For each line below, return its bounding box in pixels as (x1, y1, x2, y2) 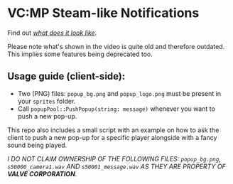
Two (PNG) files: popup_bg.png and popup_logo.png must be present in (17, 89, 222, 97)
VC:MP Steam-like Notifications (7, 5, 200, 21)
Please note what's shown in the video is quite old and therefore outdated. (7, 42, 225, 50)
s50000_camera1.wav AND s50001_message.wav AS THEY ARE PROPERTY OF (7, 162, 226, 171)
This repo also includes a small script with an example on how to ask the (7, 126, 220, 134)
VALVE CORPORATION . (7, 169, 77, 178)
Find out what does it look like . (7, 28, 97, 37)
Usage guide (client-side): (7, 70, 126, 82)
